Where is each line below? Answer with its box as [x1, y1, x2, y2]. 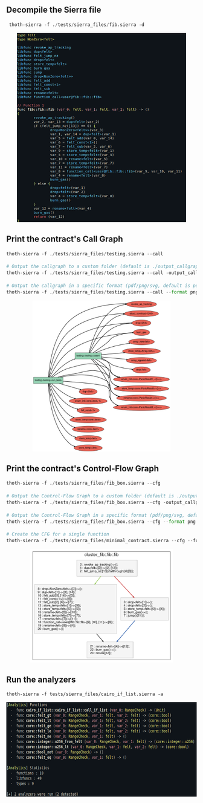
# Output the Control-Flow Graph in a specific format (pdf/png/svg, [6, 512, 185, 518]
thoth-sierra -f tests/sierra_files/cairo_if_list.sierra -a [6, 691, 164, 697]
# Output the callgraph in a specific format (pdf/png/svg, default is [6, 283, 190, 289]
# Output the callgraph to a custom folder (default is [6, 263, 150, 270]
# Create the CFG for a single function [6, 531, 110, 537]
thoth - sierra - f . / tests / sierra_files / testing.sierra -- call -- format [6, 289, 188, 295]
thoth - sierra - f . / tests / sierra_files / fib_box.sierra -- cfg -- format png [6, 519, 196, 525]
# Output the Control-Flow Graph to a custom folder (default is [6, 493, 174, 499]
